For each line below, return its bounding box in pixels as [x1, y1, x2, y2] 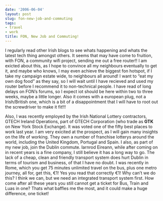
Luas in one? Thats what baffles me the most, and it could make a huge [5, 185, 147, 191]
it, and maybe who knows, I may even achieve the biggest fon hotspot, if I [5, 68, 152, 74]
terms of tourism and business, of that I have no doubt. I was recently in [5, 159, 149, 165]
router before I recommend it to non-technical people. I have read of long [5, 83, 151, 89]
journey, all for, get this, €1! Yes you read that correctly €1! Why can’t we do [5, 170, 156, 176]
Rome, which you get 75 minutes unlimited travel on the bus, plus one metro [5, 165, 157, 170]
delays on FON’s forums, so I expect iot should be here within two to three [5, 88, 153, 94]
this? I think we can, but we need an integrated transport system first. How [5, 175, 154, 181]
